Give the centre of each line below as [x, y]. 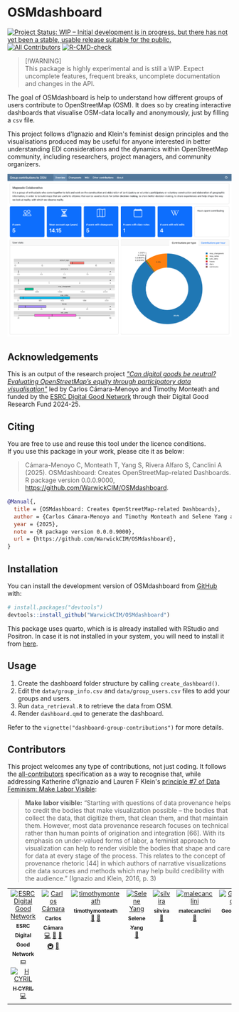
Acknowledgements [53, 357]
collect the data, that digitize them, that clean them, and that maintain [126, 818]
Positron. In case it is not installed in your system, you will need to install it [116, 636]
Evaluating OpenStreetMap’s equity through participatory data [99, 382]
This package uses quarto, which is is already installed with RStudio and [113, 628]
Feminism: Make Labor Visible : [52, 789]
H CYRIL [23, 989]
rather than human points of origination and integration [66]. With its [125, 833]
